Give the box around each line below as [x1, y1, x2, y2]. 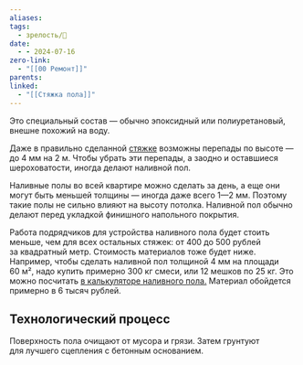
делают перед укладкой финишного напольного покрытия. [9, 209, 240, 220]
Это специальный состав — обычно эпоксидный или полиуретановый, [9, 115, 286, 126]
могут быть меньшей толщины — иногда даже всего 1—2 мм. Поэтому [9, 189, 287, 200]
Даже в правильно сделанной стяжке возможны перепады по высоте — [9, 143, 294, 154]
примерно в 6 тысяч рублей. [9, 284, 121, 295]
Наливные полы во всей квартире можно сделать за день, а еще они [9, 179, 280, 190]
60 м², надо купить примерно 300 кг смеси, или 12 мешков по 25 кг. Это [9, 265, 294, 276]
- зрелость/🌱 [17, 30, 68, 39]
